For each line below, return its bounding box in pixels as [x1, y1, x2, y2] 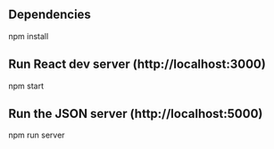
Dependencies [8, 7, 91, 22]
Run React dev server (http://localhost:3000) [8, 57, 267, 72]
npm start [8, 80, 45, 91]
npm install [8, 30, 49, 41]
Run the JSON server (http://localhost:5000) [8, 106, 263, 121]
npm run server [8, 129, 65, 141]
